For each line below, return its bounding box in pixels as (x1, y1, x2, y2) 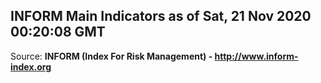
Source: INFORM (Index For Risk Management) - (10, 50, 213, 62)
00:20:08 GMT (10, 24, 106, 41)
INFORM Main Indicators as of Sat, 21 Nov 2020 (10, 8, 312, 25)
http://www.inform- (214, 50, 299, 62)
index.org (10, 60, 52, 73)
